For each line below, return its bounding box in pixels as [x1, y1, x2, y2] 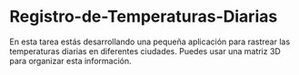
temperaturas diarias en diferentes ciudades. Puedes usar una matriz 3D [9, 45, 282, 56]
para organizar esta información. [9, 55, 132, 66]
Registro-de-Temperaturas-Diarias [9, 6, 278, 27]
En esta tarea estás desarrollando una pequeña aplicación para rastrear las [9, 36, 291, 47]
